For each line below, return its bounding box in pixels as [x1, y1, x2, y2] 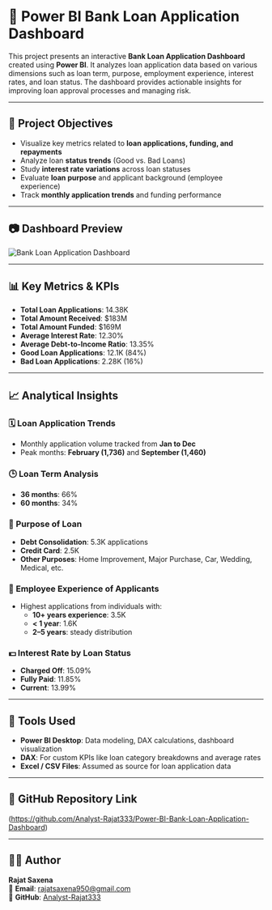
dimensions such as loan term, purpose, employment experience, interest [8, 68, 254, 78]
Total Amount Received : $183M [19, 313, 128, 323]
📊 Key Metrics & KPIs [8, 279, 120, 293]
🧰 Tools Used [8, 714, 76, 728]
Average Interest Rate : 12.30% [19, 331, 124, 341]
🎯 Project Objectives [8, 117, 113, 130]
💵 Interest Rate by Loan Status [8, 647, 131, 658]
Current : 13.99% [19, 683, 77, 693]
